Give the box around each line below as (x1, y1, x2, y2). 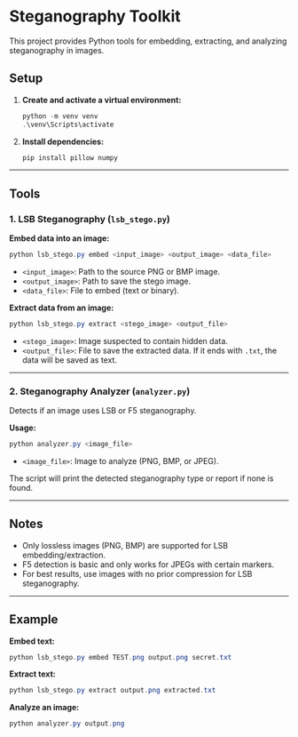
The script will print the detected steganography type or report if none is (9, 473, 274, 484)
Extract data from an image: (9, 302, 114, 313)
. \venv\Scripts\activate (21, 120, 114, 129)
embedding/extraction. (21, 549, 106, 560)
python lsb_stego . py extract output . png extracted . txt (9, 686, 216, 695)
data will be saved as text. (21, 354, 118, 365)
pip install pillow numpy (21, 153, 118, 162)
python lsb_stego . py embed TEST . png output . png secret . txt (9, 653, 232, 661)
